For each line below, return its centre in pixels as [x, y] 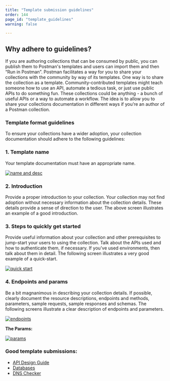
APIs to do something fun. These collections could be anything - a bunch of [84, 94]
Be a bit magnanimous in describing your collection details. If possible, [79, 293]
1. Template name [27, 152]
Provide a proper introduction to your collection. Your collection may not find [85, 197]
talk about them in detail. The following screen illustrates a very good [77, 253]
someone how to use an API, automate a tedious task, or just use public [80, 88]
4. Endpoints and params [37, 282]
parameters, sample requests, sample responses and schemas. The [76, 304]
